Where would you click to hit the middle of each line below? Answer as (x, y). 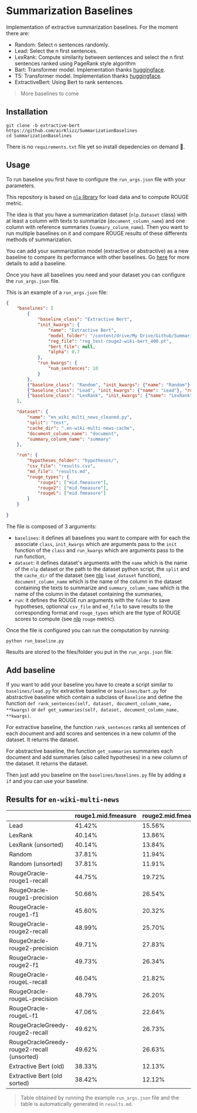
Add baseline (31, 670)
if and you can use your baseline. (47, 781)
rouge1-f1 (24, 915)
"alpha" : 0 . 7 (64, 352)
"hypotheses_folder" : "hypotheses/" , (73, 461)
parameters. (21, 185)
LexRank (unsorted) (36, 845)
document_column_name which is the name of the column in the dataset (98, 581)
